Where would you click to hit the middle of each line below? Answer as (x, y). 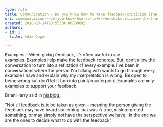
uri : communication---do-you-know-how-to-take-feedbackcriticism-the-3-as (82, 18)
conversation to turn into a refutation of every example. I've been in (72, 65)
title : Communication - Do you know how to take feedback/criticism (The (81, 14)
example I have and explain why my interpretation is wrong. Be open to (76, 75)
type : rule (16, 9)
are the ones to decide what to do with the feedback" (58, 120)
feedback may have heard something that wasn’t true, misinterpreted (74, 109)
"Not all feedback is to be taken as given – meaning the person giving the (78, 105)
